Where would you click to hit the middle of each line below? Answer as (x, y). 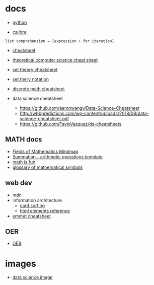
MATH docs (24, 140)
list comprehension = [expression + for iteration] (60, 41)
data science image (33, 277)
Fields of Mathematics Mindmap (45, 151)
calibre (19, 32)
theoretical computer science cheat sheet (55, 60)
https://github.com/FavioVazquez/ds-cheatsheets (71, 124)
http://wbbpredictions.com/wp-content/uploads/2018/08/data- (84, 113)
